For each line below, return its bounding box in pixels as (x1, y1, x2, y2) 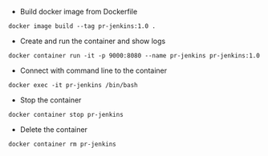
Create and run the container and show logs (19, 36, 166, 46)
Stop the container (19, 95, 82, 105)
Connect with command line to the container (19, 66, 167, 75)
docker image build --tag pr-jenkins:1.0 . (8, 22, 156, 30)
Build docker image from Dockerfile (19, 7, 138, 16)
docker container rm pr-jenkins (8, 140, 116, 148)
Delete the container (19, 125, 88, 134)
